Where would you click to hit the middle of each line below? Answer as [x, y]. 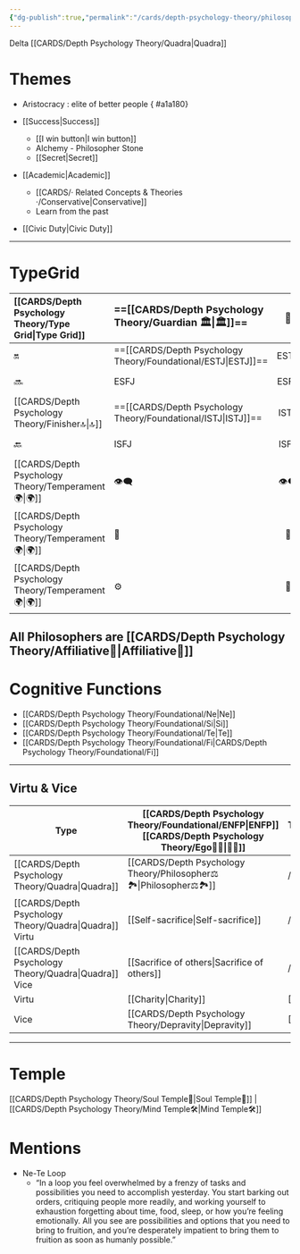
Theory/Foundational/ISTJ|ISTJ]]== [188, 418]
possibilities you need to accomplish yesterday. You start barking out [162, 1192]
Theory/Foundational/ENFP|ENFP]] [203, 825]
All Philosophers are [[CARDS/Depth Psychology [147, 637]
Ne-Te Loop [44, 1173]
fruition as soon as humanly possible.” [105, 1240]
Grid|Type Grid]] [50, 334]
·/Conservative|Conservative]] [91, 201]
